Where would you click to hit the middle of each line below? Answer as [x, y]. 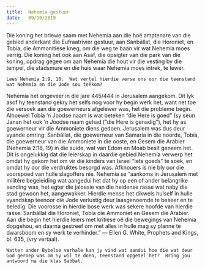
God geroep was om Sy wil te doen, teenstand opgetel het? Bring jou [98, 256]
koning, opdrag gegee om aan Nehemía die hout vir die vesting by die [94, 61]
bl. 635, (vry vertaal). [33, 239]
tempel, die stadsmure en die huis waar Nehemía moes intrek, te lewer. [96, 67]
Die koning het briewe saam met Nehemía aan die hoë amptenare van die [99, 35]
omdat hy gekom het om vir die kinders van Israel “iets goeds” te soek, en [99, 161]
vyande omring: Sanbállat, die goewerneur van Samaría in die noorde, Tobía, [103, 135]
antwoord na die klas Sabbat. [45, 261]
